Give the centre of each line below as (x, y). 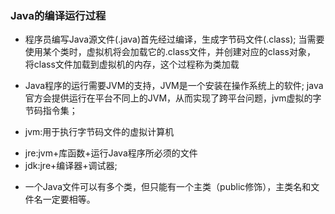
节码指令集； (51, 111)
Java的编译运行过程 (58, 15)
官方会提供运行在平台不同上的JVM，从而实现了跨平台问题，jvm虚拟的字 (173, 98)
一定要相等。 (69, 199)
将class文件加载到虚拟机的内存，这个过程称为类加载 (132, 64)
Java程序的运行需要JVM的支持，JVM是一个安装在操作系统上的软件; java (174, 86)
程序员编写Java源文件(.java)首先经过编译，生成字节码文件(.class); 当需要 (174, 39)
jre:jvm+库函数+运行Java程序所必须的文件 (111, 153)
